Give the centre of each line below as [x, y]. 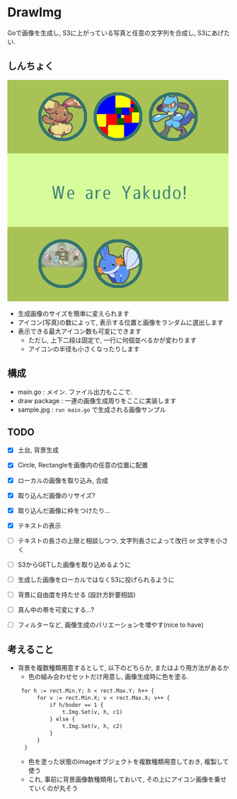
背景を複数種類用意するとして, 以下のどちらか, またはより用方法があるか [123, 667]
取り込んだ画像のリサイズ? [56, 495]
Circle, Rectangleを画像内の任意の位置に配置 [83, 465]
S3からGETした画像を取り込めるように [74, 565]
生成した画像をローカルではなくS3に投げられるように [96, 579]
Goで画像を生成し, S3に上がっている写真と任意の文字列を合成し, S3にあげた [119, 33]
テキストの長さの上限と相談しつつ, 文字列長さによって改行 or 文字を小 [120, 540]
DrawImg [35, 12]
